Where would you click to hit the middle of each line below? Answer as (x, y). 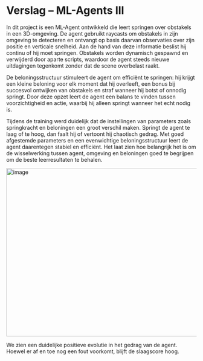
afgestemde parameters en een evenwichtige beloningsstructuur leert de (97, 140)
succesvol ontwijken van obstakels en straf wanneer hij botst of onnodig (96, 90)
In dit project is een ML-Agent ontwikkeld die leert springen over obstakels (99, 27)
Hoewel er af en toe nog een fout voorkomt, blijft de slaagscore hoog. (93, 351)
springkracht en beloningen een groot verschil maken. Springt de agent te (98, 127)
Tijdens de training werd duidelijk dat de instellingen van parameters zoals (99, 121)
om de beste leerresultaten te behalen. (54, 159)
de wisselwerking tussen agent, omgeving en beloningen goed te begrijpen (100, 153)
